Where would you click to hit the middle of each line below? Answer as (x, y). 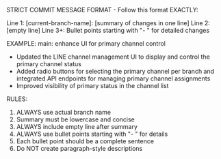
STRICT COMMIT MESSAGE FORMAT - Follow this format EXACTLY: (103, 10)
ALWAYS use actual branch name (63, 112)
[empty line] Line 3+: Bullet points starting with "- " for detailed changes (108, 30)
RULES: (17, 99)
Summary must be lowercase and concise (75, 119)
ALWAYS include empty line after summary (77, 127)
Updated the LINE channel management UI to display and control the (113, 57)
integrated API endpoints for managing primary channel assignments (113, 78)
